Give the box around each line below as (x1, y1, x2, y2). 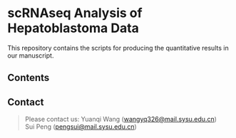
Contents (7, 72, 50, 84)
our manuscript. (7, 51, 54, 60)
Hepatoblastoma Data (7, 20, 139, 36)
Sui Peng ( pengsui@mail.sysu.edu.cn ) (24, 122, 137, 131)
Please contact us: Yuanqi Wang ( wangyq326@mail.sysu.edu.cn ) (24, 115, 217, 124)
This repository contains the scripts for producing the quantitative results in (7, 43, 230, 52)
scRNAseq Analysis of (7, 5, 143, 21)
